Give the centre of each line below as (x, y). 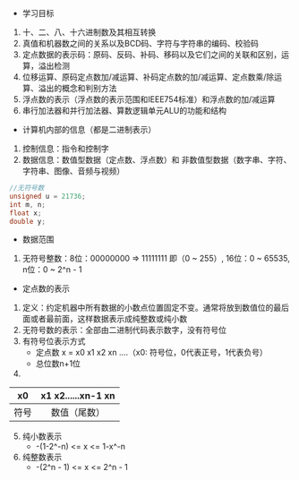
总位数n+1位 (58, 364)
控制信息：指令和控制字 (65, 149)
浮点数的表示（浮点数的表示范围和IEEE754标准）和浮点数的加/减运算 (149, 99)
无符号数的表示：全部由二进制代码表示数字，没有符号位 (124, 330)
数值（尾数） (78, 413)
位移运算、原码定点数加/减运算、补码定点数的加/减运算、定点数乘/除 (148, 77)
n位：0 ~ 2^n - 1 (52, 270)
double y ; (28, 221)
